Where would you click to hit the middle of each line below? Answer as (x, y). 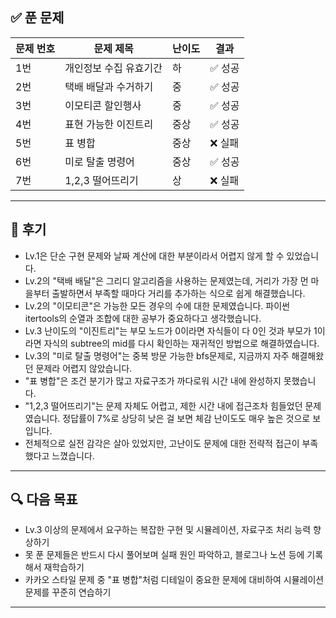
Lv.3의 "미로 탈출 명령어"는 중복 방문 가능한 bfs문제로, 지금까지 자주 (157, 355)
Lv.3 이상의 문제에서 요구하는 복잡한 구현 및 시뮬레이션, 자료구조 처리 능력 (168, 530)
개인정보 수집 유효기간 (113, 68)
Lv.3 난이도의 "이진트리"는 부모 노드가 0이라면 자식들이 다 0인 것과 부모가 (168, 330)
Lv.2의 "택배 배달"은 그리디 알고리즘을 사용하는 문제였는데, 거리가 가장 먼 (166, 280)
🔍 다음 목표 (44, 499)
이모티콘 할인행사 (103, 105)
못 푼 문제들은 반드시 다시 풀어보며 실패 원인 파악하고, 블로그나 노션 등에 (164, 555)
